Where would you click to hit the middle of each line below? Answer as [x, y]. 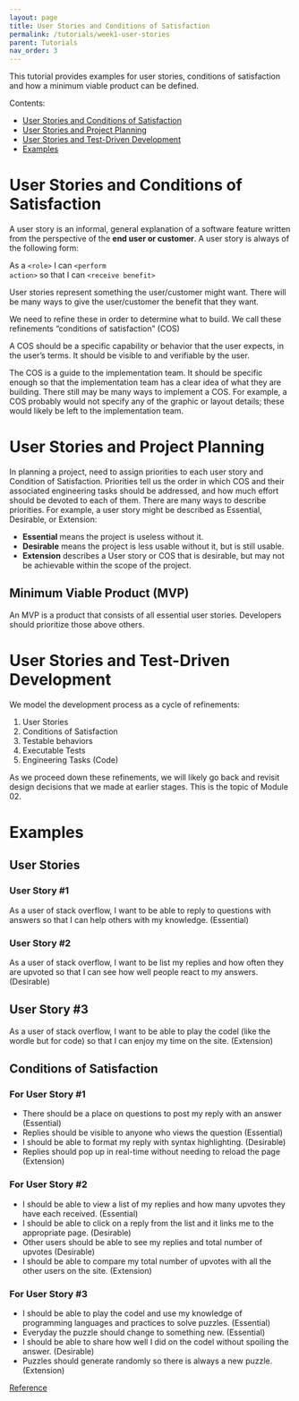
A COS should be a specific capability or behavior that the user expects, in [147, 346]
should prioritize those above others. [77, 624]
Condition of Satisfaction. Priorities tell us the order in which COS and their [147, 481]
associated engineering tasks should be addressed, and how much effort [144, 491]
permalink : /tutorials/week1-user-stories [90, 34]
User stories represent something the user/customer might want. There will [148, 293]
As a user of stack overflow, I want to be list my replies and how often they [147, 962]
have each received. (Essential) [80, 1213]
